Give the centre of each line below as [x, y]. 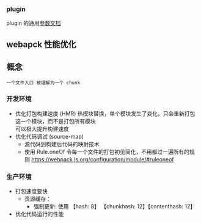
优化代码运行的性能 [39, 214]
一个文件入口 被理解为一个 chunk [43, 82]
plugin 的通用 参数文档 [34, 23]
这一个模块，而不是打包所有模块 [55, 121]
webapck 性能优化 [41, 44]
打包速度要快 [31, 191]
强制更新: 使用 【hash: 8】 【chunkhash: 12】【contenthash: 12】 [115, 207]
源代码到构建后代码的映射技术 [62, 144]
